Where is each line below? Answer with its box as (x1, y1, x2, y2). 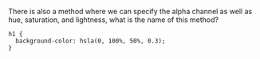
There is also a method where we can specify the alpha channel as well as (8, 7, 253, 16)
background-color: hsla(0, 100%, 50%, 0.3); (15, 37, 166, 45)
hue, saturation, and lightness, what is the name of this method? (8, 15, 219, 24)
